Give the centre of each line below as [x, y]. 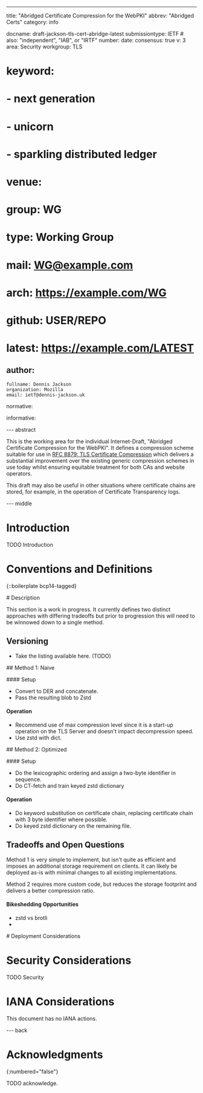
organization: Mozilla [35, 389]
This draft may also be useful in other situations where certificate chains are [101, 485]
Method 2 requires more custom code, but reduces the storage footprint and [101, 884]
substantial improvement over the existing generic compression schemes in [100, 460]
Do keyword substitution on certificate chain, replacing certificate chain [104, 813]
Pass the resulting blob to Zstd [53, 698]
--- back [17, 1030]
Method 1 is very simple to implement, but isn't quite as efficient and [91, 859]
